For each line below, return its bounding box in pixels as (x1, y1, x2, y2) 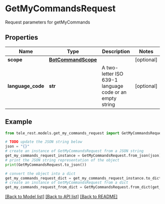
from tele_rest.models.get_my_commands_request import (5, 130, 120, 135)
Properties (5, 33, 38, 42)
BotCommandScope (49, 56, 97, 63)
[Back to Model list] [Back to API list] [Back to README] (5, 194, 118, 200)
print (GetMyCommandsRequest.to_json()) (5, 162, 87, 167)
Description (102, 48, 130, 54)
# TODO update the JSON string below (5, 139, 82, 145)
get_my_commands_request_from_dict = (5, 185, 82, 190)
